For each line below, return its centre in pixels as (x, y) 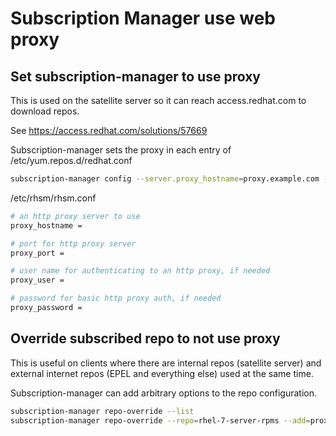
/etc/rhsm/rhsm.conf (53, 198)
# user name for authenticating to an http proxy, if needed (140, 271)
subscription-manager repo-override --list (102, 411)
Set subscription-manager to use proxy (135, 76)
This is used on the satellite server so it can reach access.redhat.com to (158, 100)
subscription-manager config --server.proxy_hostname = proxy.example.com (165, 179)
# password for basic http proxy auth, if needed (116, 298)
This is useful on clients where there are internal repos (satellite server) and (166, 363)
